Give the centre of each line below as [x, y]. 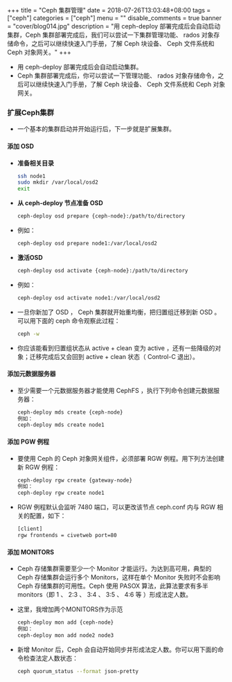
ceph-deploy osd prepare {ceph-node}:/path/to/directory [101, 216]
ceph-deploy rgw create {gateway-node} [75, 480]
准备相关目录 [35, 163]
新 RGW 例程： [38, 467]
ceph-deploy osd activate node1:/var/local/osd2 [89, 298]
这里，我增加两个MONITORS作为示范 [70, 609]
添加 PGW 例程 [28, 441]
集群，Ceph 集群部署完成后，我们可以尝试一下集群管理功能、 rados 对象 [110, 35]
